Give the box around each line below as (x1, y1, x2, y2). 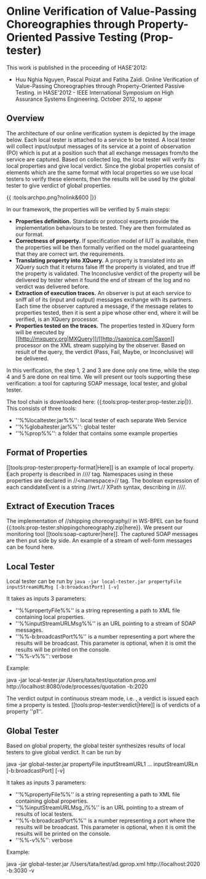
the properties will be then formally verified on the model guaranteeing (15, 243, 195, 251)
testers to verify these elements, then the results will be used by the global (6, 175, 196, 183)
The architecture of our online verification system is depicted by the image (6, 129, 196, 136)
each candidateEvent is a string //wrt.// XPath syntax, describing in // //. (6, 483, 187, 491)
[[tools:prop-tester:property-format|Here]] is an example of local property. (6, 463, 195, 471)
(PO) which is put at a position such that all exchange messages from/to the (6, 149, 199, 156)
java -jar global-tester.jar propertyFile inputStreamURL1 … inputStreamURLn (6, 760, 199, 768)
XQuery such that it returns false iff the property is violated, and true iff (15, 263, 196, 270)
